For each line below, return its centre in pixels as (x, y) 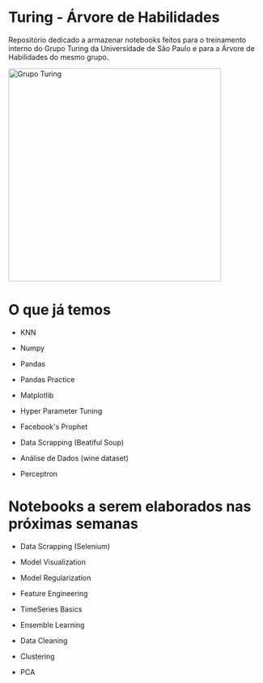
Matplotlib (37, 395)
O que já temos (60, 310)
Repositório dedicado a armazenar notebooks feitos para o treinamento (127, 40)
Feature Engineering (54, 593)
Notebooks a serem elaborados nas (130, 507)
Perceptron (39, 474)
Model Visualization (53, 562)
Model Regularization (55, 578)
